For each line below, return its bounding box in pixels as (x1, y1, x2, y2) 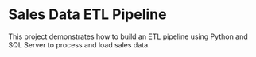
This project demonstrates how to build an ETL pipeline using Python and (8, 32, 248, 41)
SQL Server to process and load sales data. (8, 40, 150, 49)
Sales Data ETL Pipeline (8, 6, 167, 24)
